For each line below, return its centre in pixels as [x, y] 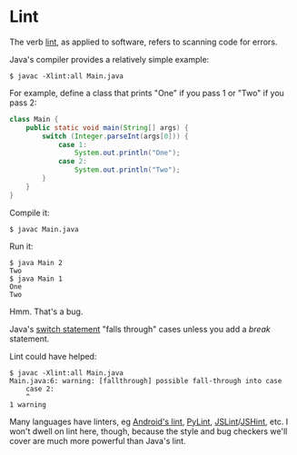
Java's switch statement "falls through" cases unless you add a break [140, 329]
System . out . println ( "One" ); [127, 153]
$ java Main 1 [36, 279]
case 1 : [73, 144]
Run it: [21, 246]
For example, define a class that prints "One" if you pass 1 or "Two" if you [147, 93]
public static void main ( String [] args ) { [107, 128]
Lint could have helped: [53, 356]
